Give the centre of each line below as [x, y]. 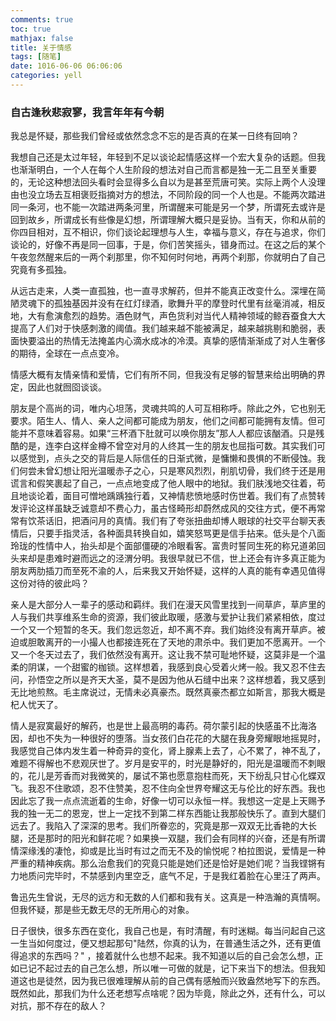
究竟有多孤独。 [41, 270]
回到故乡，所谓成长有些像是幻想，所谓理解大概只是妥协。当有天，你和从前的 [168, 220]
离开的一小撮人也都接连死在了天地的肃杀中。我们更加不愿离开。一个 [185, 642]
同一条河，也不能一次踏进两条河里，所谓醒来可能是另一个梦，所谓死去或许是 [168, 207]
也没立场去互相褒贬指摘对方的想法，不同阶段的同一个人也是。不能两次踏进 [172, 195]
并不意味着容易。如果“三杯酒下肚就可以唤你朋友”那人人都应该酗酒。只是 [167, 433]
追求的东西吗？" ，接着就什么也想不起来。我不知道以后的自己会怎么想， [166, 956]
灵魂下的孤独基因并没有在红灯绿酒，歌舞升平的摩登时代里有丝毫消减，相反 [172, 303]
